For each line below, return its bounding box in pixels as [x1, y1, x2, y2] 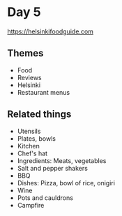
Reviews [17, 73, 42, 82]
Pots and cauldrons [17, 193, 73, 202]
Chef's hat [17, 149, 47, 157]
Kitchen [17, 141, 40, 150]
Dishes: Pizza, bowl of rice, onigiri [17, 178, 115, 187]
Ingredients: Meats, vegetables [17, 156, 107, 164]
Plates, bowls [17, 134, 56, 143]
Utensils [17, 127, 41, 135]
